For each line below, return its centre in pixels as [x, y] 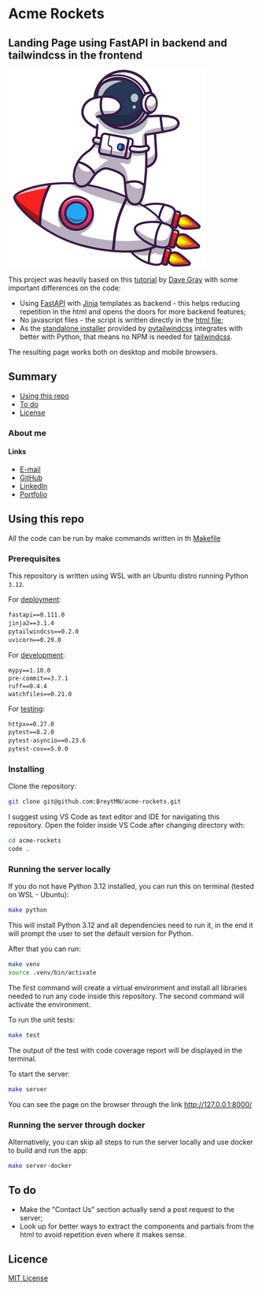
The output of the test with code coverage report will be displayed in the [125, 1050]
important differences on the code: [65, 288]
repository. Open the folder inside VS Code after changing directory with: [127, 826]
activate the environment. [50, 1004]
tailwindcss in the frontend [76, 55]
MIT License [28, 1278]
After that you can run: [44, 949]
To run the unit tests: [42, 1020]
